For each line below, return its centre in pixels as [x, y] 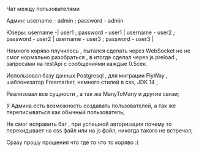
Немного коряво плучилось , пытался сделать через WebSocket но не [99, 51]
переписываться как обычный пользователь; [66, 112]
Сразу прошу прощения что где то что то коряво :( [73, 142]
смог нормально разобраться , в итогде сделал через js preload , [92, 57]
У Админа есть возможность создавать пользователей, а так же [91, 106]
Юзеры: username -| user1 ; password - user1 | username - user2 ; [91, 32]
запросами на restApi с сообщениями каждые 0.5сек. [77, 64]
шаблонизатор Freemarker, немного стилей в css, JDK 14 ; [82, 82]
